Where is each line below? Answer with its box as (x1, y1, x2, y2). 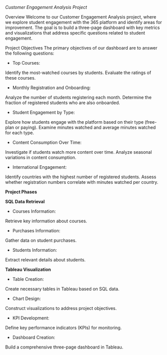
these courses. (5, 75, 36, 81)
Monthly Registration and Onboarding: (12, 85, 91, 91)
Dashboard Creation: (12, 334, 56, 340)
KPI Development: (12, 315, 50, 321)
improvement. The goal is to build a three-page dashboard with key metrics (5, 25, 160, 31)
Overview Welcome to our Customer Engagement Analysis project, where (5, 14, 157, 20)
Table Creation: (12, 276, 44, 282)
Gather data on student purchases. (5, 237, 77, 243)
